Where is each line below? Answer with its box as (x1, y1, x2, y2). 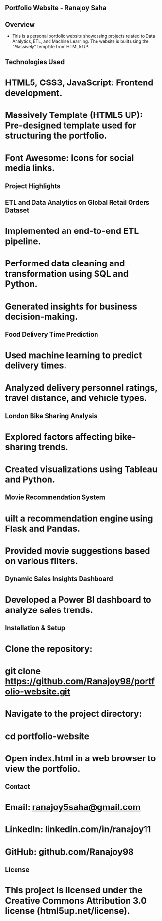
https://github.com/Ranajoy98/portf (5, 676, 155, 687)
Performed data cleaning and (5, 258, 125, 269)
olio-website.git (5, 686, 71, 697)
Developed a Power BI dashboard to (5, 594, 151, 606)
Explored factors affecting (5, 431, 113, 442)
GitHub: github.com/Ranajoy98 (5, 846, 134, 857)
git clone (5, 666, 41, 676)
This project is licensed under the (5, 885, 143, 896)
